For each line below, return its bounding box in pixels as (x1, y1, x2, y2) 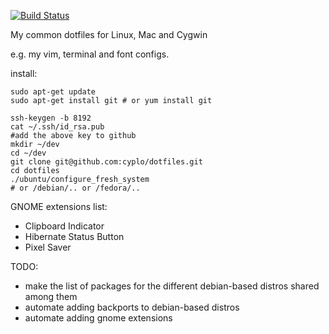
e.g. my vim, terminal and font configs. (10, 48, 170, 60)
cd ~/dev (10, 148, 47, 158)
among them (24, 291, 78, 302)
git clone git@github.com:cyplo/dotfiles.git (10, 157, 203, 167)
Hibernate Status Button (24, 231, 125, 242)
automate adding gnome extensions (24, 312, 173, 324)
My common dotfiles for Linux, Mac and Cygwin (10, 29, 208, 40)
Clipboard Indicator (24, 220, 105, 232)
